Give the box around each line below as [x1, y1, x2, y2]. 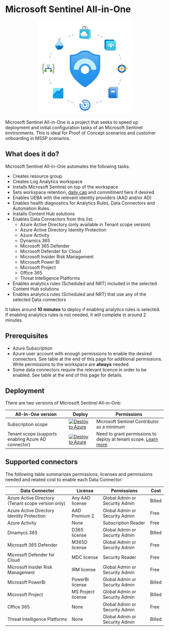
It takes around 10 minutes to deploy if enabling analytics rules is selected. [5, 306, 160, 312]
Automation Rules [12, 205, 49, 211]
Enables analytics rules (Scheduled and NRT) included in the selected [12, 280, 157, 286]
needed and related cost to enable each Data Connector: [5, 476, 123, 482]
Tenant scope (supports [7, 431, 57, 437]
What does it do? [5, 150, 59, 159]
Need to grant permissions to [96, 431, 157, 437]
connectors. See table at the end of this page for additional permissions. [12, 356, 162, 362]
